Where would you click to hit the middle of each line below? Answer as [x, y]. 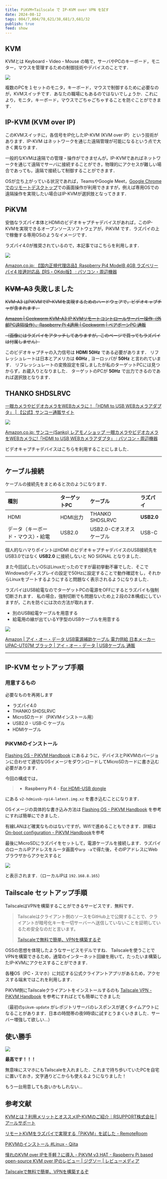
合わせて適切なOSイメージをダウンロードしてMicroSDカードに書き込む [86, 761]
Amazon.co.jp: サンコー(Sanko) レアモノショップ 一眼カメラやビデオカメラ [82, 432]
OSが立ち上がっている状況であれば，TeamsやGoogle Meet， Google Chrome [83, 181]
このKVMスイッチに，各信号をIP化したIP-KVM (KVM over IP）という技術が [82, 135]
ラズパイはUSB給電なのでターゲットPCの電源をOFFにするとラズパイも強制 [82, 590]
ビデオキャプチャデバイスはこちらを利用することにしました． [68, 449]
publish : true [20, 24]
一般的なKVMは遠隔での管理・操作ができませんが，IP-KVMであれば [74, 158]
